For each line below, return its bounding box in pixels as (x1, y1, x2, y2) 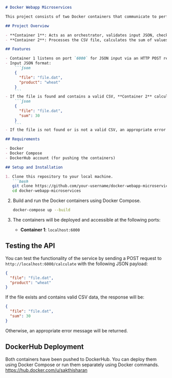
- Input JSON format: (5, 61, 52, 66)
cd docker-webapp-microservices (12, 188, 81, 193)
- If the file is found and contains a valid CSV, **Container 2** (5, 94, 153, 100)
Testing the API (5, 242, 55, 250)
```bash (12, 178, 29, 184)
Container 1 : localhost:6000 (20, 227, 80, 233)
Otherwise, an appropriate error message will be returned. (5, 327, 128, 333)
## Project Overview (5, 23, 50, 28)
